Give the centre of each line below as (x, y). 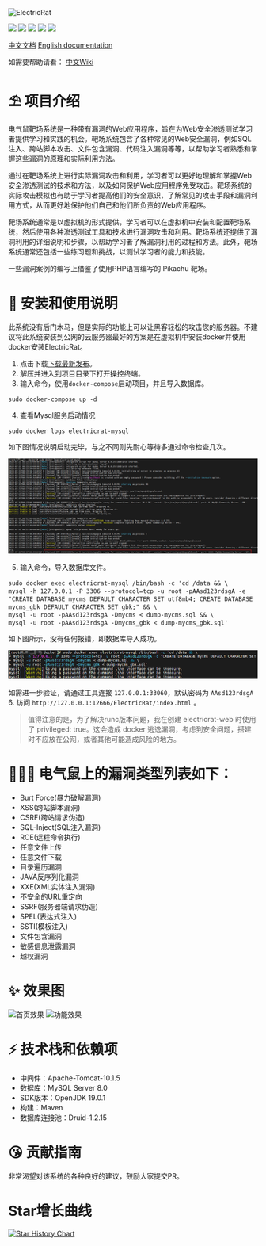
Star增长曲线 (50, 1211)
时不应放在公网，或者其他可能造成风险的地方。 (104, 739)
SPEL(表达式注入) (48, 916)
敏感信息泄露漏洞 (47, 946)
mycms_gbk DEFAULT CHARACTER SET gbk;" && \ (83, 607)
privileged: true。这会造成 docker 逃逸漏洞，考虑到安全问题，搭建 (144, 729)
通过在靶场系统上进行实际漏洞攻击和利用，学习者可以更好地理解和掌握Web (130, 175)
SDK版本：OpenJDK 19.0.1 (63, 1098)
